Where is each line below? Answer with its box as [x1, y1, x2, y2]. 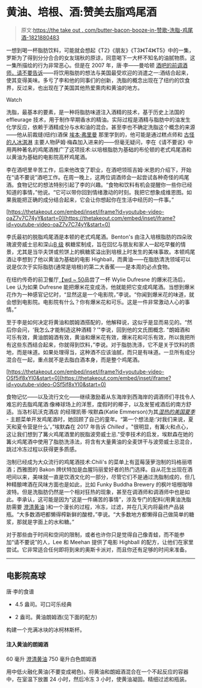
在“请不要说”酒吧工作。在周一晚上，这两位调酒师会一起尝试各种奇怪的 [6, 173, 179, 180]
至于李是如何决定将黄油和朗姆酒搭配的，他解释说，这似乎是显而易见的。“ [6, 318, 188, 325]
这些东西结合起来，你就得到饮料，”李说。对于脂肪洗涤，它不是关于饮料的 [11, 341, 190, 348]
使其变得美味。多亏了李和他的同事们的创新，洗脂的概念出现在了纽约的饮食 [6, 76, 190, 84]
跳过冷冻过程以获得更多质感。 [6, 445, 80, 452]
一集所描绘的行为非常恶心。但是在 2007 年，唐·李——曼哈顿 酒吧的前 [6, 61, 177, 69]
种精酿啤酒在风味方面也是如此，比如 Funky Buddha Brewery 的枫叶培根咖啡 [6, 481, 193, 488]
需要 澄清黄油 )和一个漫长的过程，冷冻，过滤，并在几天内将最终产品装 [11, 503, 185, 510]
